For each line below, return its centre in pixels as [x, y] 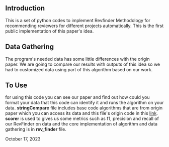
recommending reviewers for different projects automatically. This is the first [84, 26]
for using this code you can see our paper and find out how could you [77, 97]
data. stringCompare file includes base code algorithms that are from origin [84, 108]
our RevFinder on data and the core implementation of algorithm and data [81, 124]
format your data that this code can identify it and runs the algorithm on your [84, 103]
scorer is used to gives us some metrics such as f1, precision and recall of [82, 119]
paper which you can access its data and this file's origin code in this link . [82, 113]
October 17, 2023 [23, 139]
